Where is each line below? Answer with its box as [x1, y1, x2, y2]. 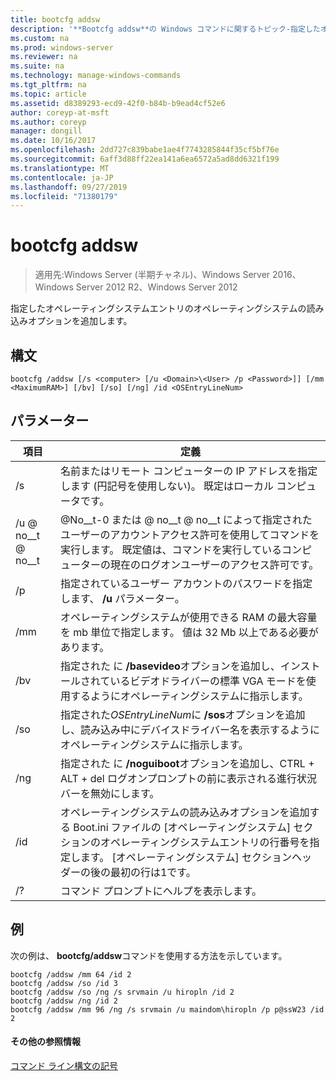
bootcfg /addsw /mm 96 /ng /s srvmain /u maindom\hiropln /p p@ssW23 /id [10, 1004, 325, 1015]
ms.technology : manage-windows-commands [10, 71, 182, 81]
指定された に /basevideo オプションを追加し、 [59, 659, 281, 673]
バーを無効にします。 [59, 786, 160, 800]
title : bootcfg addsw [10, 14, 101, 25]
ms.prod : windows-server [10, 42, 114, 53]
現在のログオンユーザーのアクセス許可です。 [109, 557, 320, 571]
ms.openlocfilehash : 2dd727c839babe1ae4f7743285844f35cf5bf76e [10, 145, 280, 155]
